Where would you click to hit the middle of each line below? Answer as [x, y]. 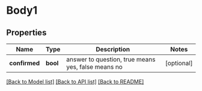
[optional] [179, 63]
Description [113, 49]
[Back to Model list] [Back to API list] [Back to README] [75, 82]
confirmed [25, 63]
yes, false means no [94, 67]
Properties [26, 33]
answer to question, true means [111, 59]
